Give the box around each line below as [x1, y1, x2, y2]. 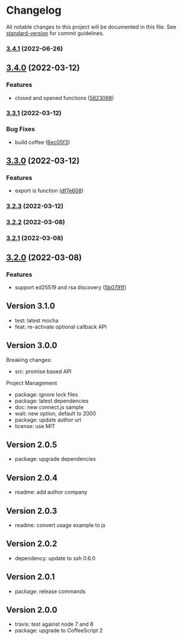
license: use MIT [14, 422, 55, 429]
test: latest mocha [14, 317, 59, 324]
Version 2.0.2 [6, 539, 58, 549]
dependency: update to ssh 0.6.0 [14, 554, 96, 561]
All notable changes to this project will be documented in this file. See [6, 23, 177, 30]
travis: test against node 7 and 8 [14, 620, 94, 628]
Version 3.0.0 [6, 341, 58, 351]
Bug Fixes [6, 125, 36, 133]
